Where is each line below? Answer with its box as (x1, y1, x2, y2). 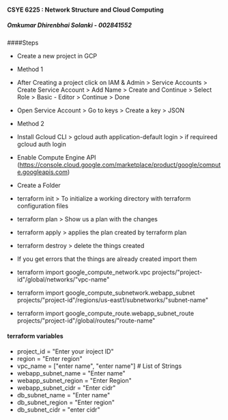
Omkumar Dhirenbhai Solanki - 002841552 (7, 21, 132, 29)
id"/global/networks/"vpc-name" (16, 275, 110, 284)
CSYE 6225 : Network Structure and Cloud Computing (7, 5, 164, 14)
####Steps (7, 38, 39, 47)
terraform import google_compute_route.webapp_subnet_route (16, 309, 195, 317)
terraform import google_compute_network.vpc (16, 268, 151, 276)
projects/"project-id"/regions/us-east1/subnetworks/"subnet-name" (16, 295, 209, 304)
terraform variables (7, 332, 63, 341)
